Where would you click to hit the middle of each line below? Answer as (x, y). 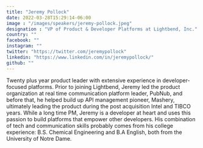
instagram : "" (24, 46)
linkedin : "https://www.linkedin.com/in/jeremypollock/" (80, 57)
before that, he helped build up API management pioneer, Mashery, (91, 100)
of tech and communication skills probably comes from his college (90, 125)
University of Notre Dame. (39, 138)
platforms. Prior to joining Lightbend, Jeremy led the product (104, 86)
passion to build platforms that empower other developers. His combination (101, 119)
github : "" (20, 63)
